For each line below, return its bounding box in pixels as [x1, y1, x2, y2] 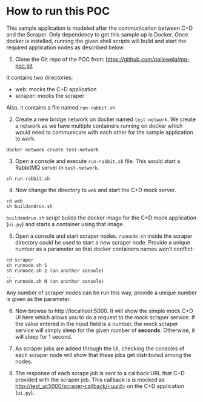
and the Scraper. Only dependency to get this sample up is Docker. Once [6, 30, 188, 38]
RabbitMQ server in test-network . [15, 164, 99, 171]
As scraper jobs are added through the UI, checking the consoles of [15, 345, 185, 352]
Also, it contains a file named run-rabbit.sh [6, 103, 115, 111]
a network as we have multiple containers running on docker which [15, 122, 183, 129]
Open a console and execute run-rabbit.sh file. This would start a [15, 157, 181, 165]
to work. [15, 135, 36, 142]
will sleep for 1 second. [15, 333, 73, 340]
